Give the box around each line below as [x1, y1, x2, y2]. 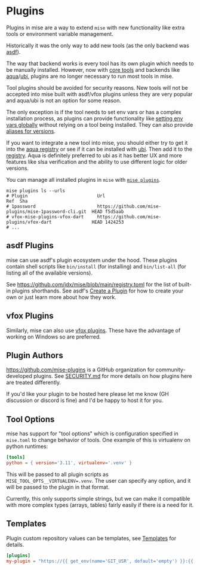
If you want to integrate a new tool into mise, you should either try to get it [6, 139, 188, 146]
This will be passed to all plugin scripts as [6, 471, 109, 478]
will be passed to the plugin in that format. [6, 483, 110, 490]
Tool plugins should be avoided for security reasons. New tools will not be [6, 84, 188, 91]
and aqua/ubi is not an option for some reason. [6, 97, 121, 104]
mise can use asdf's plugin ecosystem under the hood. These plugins [6, 256, 177, 264]
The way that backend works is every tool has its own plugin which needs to [6, 60, 194, 67]
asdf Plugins [6, 240, 54, 251]
